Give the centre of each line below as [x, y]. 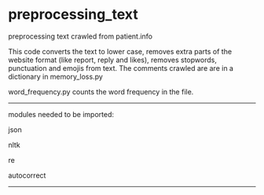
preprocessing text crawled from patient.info [81, 36]
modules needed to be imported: [61, 114]
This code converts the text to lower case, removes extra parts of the [120, 51]
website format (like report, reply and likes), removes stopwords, [113, 60]
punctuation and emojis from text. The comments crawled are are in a [121, 68]
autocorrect [27, 175]
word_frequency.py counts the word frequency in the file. [101, 91]
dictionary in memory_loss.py [56, 76]
